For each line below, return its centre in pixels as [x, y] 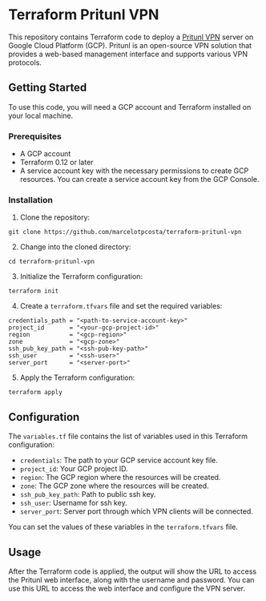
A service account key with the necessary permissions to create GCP [134, 171]
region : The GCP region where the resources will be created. [120, 478]
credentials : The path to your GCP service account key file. [119, 460]
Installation [31, 200]
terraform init [34, 291]
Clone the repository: [55, 217]
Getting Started [48, 88]
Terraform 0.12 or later [56, 163]
